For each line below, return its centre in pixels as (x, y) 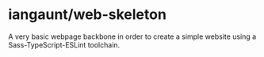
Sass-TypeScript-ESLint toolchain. (64, 44)
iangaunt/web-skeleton (87, 15)
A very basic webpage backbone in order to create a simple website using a (132, 36)
